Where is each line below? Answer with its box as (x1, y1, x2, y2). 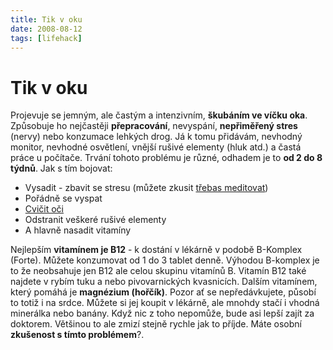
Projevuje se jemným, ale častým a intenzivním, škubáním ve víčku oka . (10, 109, 308, 121)
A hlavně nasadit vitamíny (24, 224, 132, 236)
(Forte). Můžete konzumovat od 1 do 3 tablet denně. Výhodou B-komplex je (10, 254, 320, 266)
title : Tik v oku (10, 14, 83, 25)
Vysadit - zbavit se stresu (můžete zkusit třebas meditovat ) (24, 182, 269, 194)
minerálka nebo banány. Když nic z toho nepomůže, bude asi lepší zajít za (10, 307, 315, 320)
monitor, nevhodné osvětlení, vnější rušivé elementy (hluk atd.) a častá (10, 141, 302, 153)
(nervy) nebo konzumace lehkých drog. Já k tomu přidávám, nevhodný (10, 131, 303, 143)
